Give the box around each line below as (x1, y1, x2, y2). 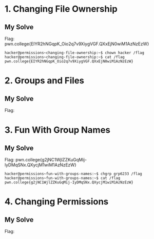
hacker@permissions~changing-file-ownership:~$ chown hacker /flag (4, 50, 145, 55)
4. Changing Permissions (4, 196, 109, 207)
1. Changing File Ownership (4, 3, 118, 15)
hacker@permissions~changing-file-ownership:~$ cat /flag (4, 55, 125, 60)
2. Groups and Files (4, 75, 84, 86)
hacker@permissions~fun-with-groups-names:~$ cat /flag (4, 176, 120, 180)
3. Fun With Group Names (4, 124, 111, 136)
